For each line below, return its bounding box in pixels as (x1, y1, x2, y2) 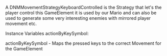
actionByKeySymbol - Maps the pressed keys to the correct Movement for (5, 40, 162, 46)
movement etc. (5, 20, 37, 26)
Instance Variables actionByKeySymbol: (5, 31, 89, 36)
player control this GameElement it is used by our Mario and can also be (5, 10, 157, 16)
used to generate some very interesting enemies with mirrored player (5, 15, 151, 21)
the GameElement (5, 46, 43, 51)
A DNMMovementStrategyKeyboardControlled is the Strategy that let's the (5, 5, 162, 10)
